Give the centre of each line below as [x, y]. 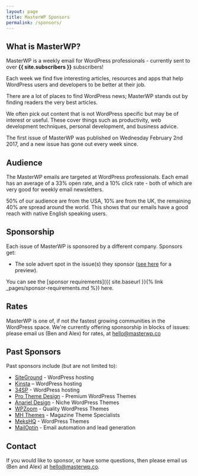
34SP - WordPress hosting [47, 390]
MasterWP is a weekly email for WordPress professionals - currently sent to [98, 61]
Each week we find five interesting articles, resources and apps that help [95, 79]
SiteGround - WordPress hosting [54, 377]
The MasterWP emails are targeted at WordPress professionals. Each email [97, 177]
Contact [21, 446]
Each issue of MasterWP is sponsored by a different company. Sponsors [94, 246]
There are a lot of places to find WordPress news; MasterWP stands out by [97, 96]
